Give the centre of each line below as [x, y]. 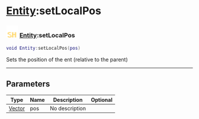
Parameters [28, 84]
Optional [102, 99]
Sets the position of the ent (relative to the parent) [67, 60]
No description [68, 108]
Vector [17, 108]
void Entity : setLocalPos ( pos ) [44, 49]
